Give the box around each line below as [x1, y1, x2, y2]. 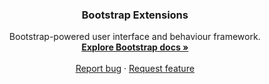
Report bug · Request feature [75, 63, 195, 75]
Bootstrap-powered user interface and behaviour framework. [9, 31, 261, 43]
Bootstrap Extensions [81, 8, 189, 22]
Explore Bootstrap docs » [81, 41, 189, 53]
